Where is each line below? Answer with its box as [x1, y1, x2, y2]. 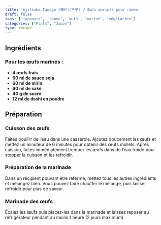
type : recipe [5, 26, 32, 31]
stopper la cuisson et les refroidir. [5, 152, 73, 158]
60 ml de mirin [12, 80, 43, 86]
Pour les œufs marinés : [5, 59, 64, 65]
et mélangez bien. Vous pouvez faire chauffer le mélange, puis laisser [5, 180, 146, 186]
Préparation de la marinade [5, 164, 71, 171]
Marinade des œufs [5, 198, 53, 205]
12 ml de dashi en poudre [12, 96, 64, 101]
